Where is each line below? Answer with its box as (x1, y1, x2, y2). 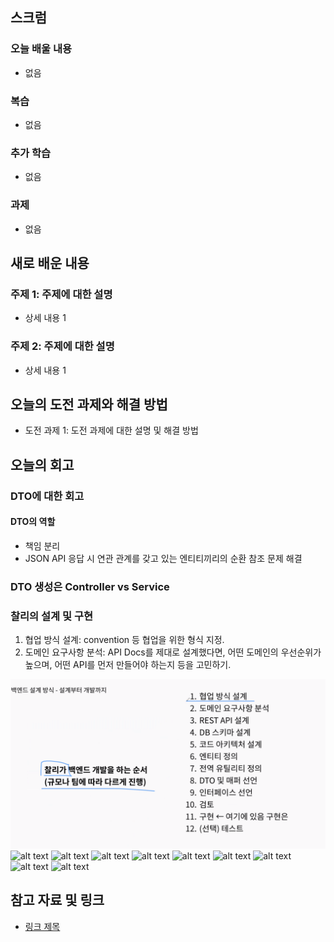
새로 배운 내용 (10, 254, 90, 272)
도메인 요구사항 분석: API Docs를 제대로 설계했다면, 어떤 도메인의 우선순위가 (24, 646, 322, 658)
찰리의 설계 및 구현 (10, 609, 94, 623)
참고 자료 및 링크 (10, 892, 105, 909)
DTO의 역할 (10, 516, 56, 528)
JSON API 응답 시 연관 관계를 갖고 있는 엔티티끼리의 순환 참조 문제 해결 (24, 552, 303, 564)
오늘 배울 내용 (10, 42, 73, 56)
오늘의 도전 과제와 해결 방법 (10, 396, 168, 413)
